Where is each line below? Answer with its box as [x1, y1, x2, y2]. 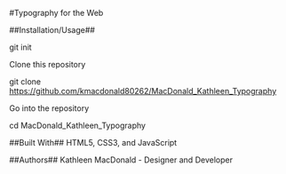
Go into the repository [9, 103, 90, 114]
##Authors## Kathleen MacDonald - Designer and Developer [9, 154, 234, 165]
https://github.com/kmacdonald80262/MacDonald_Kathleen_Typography [9, 86, 277, 96]
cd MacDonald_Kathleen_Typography [9, 120, 147, 130]
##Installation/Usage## [9, 25, 96, 35]
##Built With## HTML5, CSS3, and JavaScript [9, 138, 178, 147]
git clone [9, 76, 42, 87]
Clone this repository [9, 59, 86, 69]
